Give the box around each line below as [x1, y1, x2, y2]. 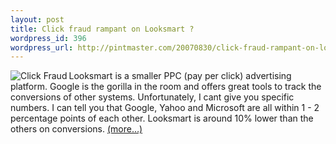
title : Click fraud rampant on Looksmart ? [10, 24, 195, 34]
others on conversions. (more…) [10, 123, 143, 135]
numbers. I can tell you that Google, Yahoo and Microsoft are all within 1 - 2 [10, 102, 320, 114]
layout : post [10, 14, 65, 25]
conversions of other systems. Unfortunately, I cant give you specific [10, 91, 295, 103]
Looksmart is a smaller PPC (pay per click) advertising [68, 70, 292, 82]
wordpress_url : [10, 42, 74, 53]
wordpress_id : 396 [10, 33, 87, 43]
